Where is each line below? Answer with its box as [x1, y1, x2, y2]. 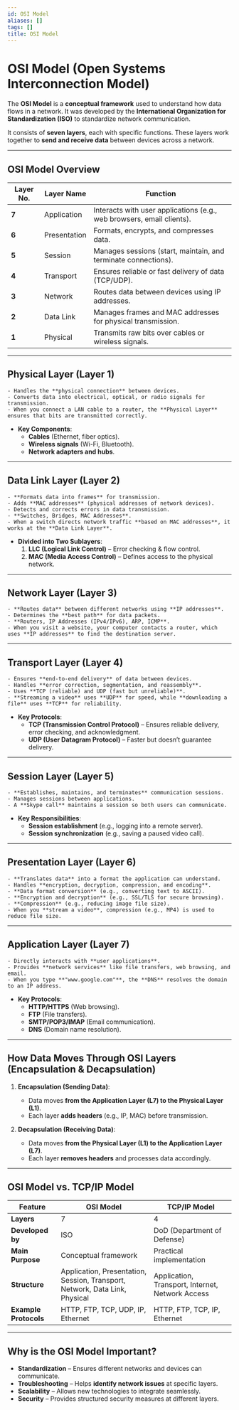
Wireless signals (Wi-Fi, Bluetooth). [28, 439, 134, 448]
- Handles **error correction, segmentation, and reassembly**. [7, 682, 202, 689]
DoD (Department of [154, 1226, 222, 1236]
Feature [18, 1202, 46, 1212]
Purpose [11, 1255, 41, 1265]
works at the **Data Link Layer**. [7, 524, 113, 532]
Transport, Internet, [154, 1280, 218, 1290]
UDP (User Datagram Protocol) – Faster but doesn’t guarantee [28, 735, 212, 744]
